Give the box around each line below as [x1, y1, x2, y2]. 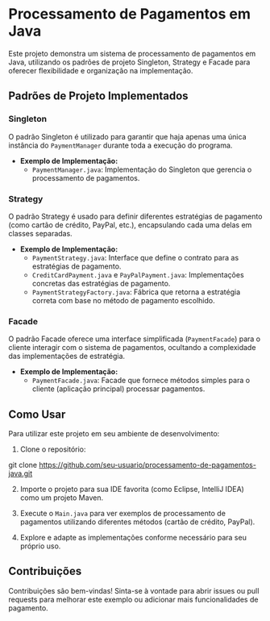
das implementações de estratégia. [8, 352, 126, 361]
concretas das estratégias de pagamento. [31, 278, 171, 288]
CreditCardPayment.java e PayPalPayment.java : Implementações [31, 269, 244, 279]
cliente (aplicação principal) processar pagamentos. [31, 384, 206, 394]
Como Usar [8, 407, 66, 421]
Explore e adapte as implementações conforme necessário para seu [19, 533, 247, 543]
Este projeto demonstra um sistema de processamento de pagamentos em [8, 48, 256, 58]
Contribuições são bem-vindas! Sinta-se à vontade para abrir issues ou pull [8, 586, 260, 595]
